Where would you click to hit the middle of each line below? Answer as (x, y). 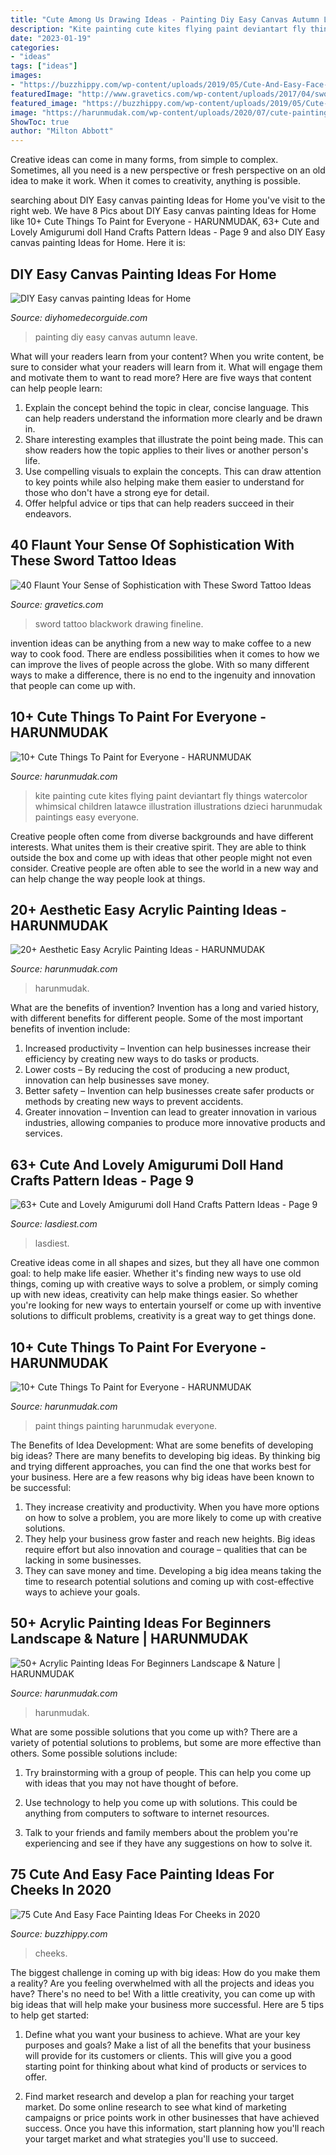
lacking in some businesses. (83, 1560)
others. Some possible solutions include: (94, 1753)
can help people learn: (56, 388)
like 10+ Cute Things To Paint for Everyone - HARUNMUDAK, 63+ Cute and (165, 222)
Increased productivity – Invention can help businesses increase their (168, 1048)
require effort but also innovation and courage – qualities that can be (166, 1549)
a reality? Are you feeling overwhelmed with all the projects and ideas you (162, 1983)
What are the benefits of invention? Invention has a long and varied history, (165, 1008)
